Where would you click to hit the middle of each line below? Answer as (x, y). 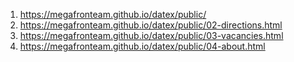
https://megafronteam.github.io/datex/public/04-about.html (142, 46)
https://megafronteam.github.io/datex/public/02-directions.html (151, 25)
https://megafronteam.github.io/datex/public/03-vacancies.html (151, 35)
